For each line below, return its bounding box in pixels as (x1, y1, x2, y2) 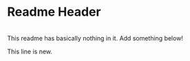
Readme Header (7, 4, 101, 20)
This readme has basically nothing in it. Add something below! (7, 34, 184, 42)
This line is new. (7, 47, 53, 56)
